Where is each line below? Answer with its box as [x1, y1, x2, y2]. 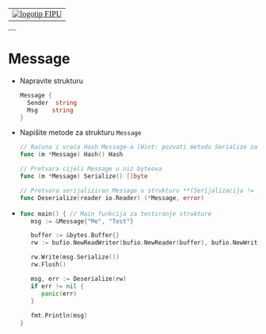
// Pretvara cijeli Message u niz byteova [19, 165, 162, 173]
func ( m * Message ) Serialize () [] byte [19, 172, 148, 181]
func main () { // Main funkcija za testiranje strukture [19, 209, 212, 217]
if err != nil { [30, 282, 85, 290]
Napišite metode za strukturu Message [19, 128, 142, 137]
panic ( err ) [40, 290, 78, 298]
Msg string [27, 106, 74, 114]
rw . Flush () [30, 261, 66, 269]
